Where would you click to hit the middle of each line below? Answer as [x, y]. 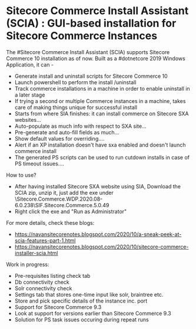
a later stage [30, 95]
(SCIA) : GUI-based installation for [91, 23]
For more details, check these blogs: [50, 222]
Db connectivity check [42, 282]
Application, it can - [30, 64]
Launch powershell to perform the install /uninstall [75, 82]
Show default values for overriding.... [59, 138]
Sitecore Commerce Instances [82, 36]
